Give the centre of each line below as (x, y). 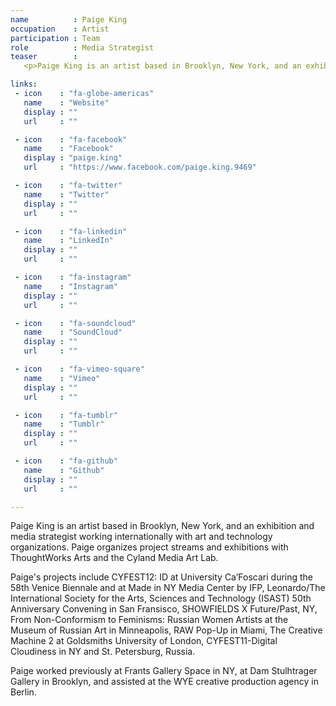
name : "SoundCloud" (73, 332)
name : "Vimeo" (62, 378)
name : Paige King (69, 19)
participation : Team (55, 38)
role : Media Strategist (82, 47)
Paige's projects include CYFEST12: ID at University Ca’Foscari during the (162, 577)
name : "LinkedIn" (68, 241)
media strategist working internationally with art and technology (141, 537)
